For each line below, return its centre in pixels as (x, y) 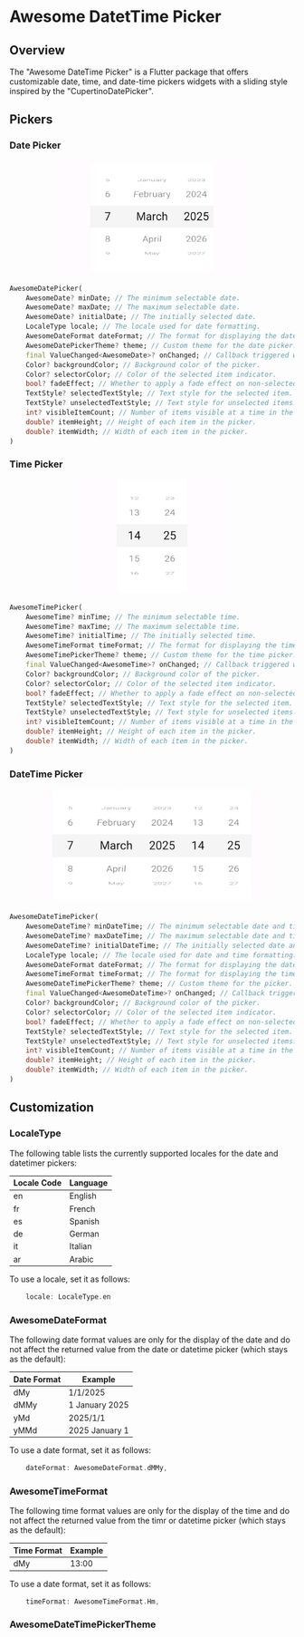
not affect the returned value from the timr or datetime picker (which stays (148, 1521)
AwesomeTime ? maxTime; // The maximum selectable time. (133, 626)
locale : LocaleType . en (68, 1297)
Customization (52, 1108)
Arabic (81, 1259)
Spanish (84, 1221)
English (83, 1196)
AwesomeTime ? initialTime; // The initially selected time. (141, 636)
